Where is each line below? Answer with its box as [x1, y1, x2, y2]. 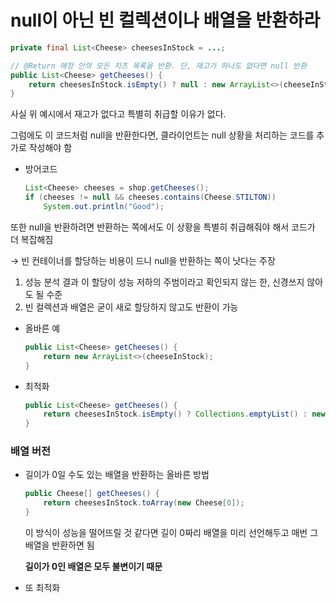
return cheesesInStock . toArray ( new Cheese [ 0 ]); [43, 498, 245, 508]
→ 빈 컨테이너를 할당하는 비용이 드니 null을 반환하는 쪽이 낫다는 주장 [10, 254, 276, 266]
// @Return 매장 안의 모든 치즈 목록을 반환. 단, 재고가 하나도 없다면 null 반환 [10, 61, 307, 71]
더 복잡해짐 [10, 233, 54, 245]
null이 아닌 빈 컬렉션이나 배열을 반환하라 [10, 9, 321, 32]
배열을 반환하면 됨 [24, 539, 95, 551]
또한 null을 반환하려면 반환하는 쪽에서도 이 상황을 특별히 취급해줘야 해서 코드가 [10, 221, 316, 233]
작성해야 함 [28, 142, 73, 154]
